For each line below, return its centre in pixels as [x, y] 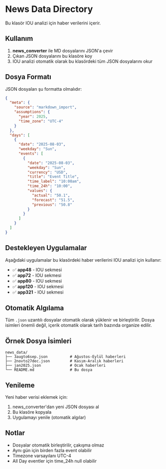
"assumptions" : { [32, 112]
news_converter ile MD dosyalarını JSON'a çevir [63, 50]
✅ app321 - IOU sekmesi [38, 292]
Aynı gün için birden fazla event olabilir [52, 450]
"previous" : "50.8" [52, 205]
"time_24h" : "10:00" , [50, 186]
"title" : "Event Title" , [53, 177]
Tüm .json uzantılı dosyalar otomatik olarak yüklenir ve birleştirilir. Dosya [80, 320]
